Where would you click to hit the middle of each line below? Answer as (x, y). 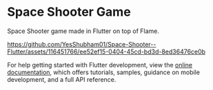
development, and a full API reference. (62, 79)
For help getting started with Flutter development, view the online (100, 65)
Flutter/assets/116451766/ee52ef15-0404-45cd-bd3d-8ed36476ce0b (106, 52)
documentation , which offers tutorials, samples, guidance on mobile (103, 72)
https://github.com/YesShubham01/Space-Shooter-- (82, 44)
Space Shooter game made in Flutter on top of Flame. (83, 31)
